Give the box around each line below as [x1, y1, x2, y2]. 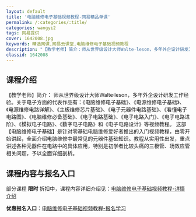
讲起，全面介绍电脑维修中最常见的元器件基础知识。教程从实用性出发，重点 [10, 135, 190, 142]
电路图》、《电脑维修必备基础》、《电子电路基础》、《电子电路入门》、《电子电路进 [6, 113, 190, 120]
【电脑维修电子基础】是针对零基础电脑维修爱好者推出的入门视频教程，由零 [6, 128, 185, 135]
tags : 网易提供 [6, 30, 40, 36]
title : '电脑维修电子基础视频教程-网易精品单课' [6, 14, 111, 20]
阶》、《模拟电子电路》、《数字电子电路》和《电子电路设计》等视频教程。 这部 [6, 121, 187, 128]
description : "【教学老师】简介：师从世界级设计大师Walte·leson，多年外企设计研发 [6, 47, 189, 52]
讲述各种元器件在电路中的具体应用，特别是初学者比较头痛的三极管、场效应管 [6, 142, 190, 149]
